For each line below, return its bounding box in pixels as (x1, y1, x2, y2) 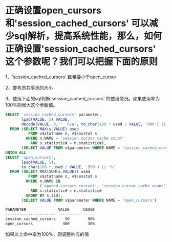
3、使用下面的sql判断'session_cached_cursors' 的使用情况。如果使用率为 (5, 95, 160, 101)
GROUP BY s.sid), (26, 193, 63, 198)
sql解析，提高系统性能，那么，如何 (14, 30, 162, 42)
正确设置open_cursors (5, 5, 101, 16)
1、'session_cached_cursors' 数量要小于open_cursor (5, 74, 117, 80)
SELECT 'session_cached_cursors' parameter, (5, 112, 102, 117)
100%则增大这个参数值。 (5, 102, 58, 108)
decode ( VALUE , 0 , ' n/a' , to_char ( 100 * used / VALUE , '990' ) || (21, 121, 166, 127)
